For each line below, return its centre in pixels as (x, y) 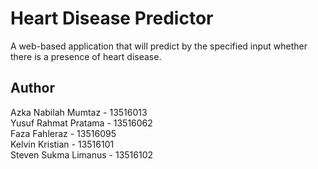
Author (32, 88)
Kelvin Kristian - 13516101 (62, 144)
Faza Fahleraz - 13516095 (63, 133)
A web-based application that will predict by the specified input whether (159, 46)
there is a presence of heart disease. (86, 56)
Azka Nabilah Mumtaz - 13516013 (79, 112)
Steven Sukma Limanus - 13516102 (82, 154)
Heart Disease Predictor (112, 18)
